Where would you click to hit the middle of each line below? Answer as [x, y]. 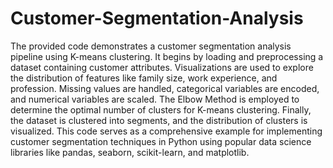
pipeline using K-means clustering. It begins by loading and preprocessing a [167, 56]
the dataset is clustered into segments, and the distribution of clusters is [159, 120]
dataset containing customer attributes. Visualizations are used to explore [162, 67]
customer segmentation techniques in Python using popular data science [161, 141]
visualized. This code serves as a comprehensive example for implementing [166, 131]
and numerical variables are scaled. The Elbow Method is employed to [155, 99]
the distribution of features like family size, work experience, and [144, 78]
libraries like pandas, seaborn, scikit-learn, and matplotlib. [130, 152]
